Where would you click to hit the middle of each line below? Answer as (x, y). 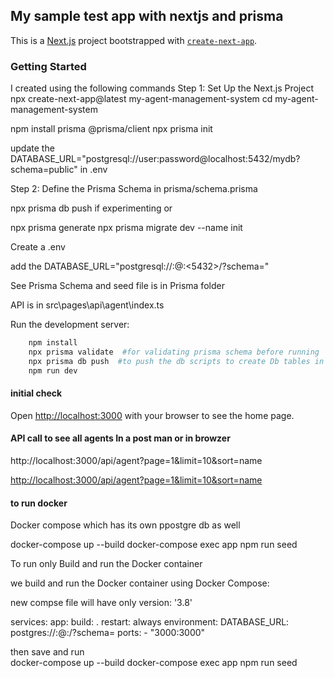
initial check (36, 393)
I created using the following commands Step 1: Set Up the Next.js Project (162, 88)
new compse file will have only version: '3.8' (101, 603)
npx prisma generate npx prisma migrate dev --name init (126, 228)
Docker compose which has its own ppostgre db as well (125, 525)
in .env (93, 170)
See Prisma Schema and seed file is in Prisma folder (117, 286)
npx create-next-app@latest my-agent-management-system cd (141, 99)
